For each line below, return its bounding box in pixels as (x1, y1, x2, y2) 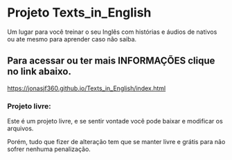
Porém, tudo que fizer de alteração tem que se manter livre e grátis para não (7, 138, 226, 146)
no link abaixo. (7, 66, 71, 77)
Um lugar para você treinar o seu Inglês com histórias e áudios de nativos (7, 28, 217, 36)
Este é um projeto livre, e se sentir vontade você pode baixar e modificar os (7, 117, 223, 126)
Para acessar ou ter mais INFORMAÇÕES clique (7, 55, 215, 67)
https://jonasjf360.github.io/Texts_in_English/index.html (7, 84, 166, 92)
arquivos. (7, 124, 34, 132)
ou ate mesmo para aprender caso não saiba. (7, 34, 137, 43)
